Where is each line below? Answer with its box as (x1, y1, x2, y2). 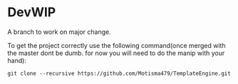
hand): (7, 56, 27, 64)
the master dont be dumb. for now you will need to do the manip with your (7, 49, 225, 57)
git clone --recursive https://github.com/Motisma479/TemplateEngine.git (7, 70, 232, 77)
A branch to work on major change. (7, 28, 112, 36)
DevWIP (7, 4, 56, 20)
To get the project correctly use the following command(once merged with (7, 41, 226, 49)
